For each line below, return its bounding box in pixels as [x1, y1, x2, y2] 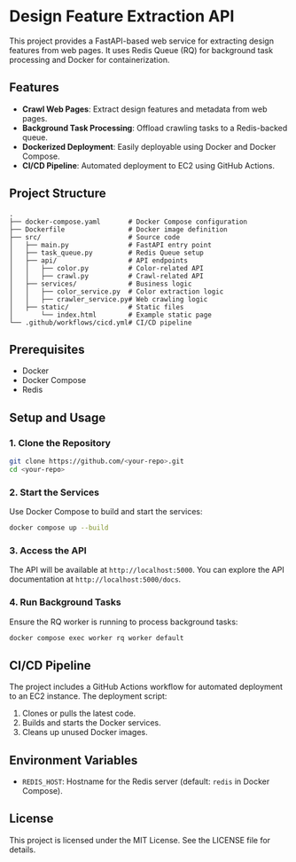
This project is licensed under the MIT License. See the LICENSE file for [9, 835, 271, 845]
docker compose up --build [9, 523, 109, 533]
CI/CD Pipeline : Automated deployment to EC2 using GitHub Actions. [21, 160, 275, 170]
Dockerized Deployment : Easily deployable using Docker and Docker [21, 141, 277, 152]
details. [9, 844, 36, 855]
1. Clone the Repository [9, 436, 111, 449]
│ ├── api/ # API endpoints [9, 255, 189, 265]
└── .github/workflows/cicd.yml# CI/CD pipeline [9, 317, 192, 327]
